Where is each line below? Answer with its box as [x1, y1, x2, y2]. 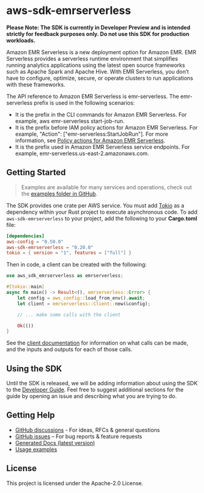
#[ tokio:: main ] [6, 284, 45, 290]
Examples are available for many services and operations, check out [21, 183, 192, 191]
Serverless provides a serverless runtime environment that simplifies [6, 55, 178, 62]
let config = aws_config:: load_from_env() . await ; [17, 295, 146, 301]
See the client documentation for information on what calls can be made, [6, 339, 188, 347]
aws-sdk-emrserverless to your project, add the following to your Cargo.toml [6, 214, 197, 222]
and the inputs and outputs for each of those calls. [6, 346, 132, 353]
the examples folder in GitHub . [21, 190, 98, 197]
